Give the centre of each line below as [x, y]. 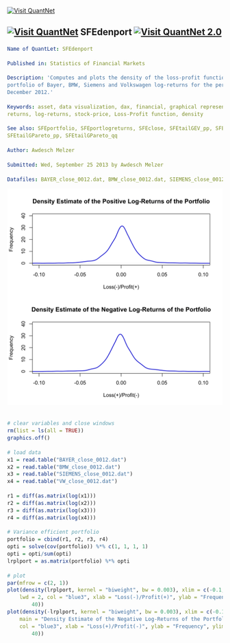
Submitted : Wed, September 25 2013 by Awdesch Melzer [86, 165]
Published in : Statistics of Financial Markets [76, 63]
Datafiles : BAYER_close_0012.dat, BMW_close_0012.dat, [87, 179]
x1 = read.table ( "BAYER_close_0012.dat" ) [67, 460]
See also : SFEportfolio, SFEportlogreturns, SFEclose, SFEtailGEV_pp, [110, 128]
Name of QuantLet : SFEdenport [50, 49]
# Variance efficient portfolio [53, 532]
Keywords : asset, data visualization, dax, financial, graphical [102, 106]
